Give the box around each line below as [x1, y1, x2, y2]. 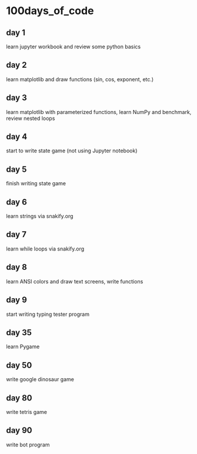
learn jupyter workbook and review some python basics [6, 43, 141, 50]
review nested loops [6, 115, 55, 122]
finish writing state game [6, 180, 66, 187]
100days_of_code [6, 4, 94, 18]
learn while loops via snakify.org [6, 245, 85, 252]
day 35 [6, 328, 32, 338]
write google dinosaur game [6, 376, 75, 383]
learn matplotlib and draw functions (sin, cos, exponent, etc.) [6, 75, 154, 83]
